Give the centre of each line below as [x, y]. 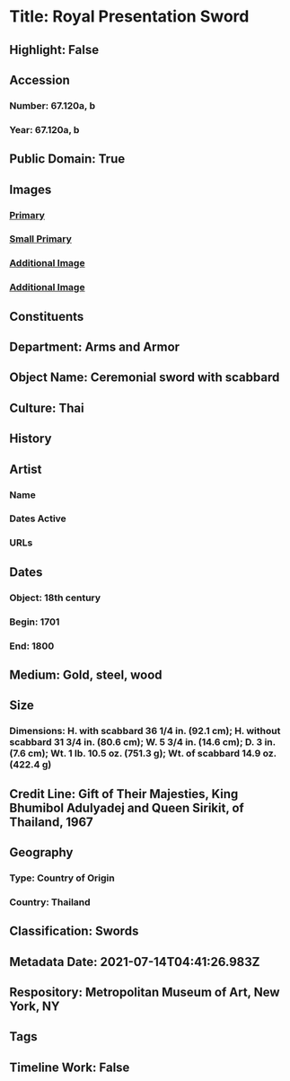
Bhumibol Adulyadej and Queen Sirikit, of [127, 807]
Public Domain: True [67, 159]
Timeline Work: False [70, 1067]
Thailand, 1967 [52, 822]
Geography [41, 852]
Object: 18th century [55, 598]
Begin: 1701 [35, 622]
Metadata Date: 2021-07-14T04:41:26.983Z [135, 962]
